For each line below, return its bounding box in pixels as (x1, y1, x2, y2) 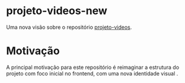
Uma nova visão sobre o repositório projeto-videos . (6, 24, 132, 31)
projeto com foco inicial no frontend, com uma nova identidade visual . (6, 69, 178, 77)
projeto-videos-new (6, 4, 108, 18)
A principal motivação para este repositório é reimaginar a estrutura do (6, 64, 180, 71)
